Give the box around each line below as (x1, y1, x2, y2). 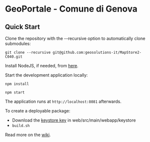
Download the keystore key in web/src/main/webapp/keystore (12, 117, 136, 123)
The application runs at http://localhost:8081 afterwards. (5, 98, 122, 104)
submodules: (5, 41, 31, 47)
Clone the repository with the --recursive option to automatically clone (5, 35, 146, 41)
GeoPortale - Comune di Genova (5, 3, 138, 15)
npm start (5, 90, 25, 95)
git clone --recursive (5, 50, 51, 55)
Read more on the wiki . (5, 132, 51, 138)
